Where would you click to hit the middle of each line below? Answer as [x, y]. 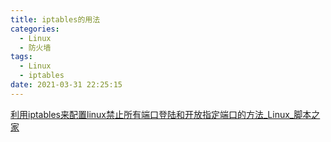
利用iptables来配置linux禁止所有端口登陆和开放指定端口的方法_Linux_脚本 [161, 114]
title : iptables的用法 [55, 19]
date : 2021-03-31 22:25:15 [66, 85]
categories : [35, 29]
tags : [21, 57]
